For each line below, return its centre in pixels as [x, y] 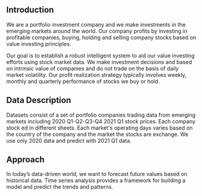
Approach [25, 160]
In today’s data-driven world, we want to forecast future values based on [97, 174]
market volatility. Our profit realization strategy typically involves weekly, [96, 74]
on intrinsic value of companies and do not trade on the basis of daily [93, 68]
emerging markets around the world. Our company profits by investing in [97, 31]
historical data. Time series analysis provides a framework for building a [96, 180]
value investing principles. [39, 44]
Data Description [39, 100]
